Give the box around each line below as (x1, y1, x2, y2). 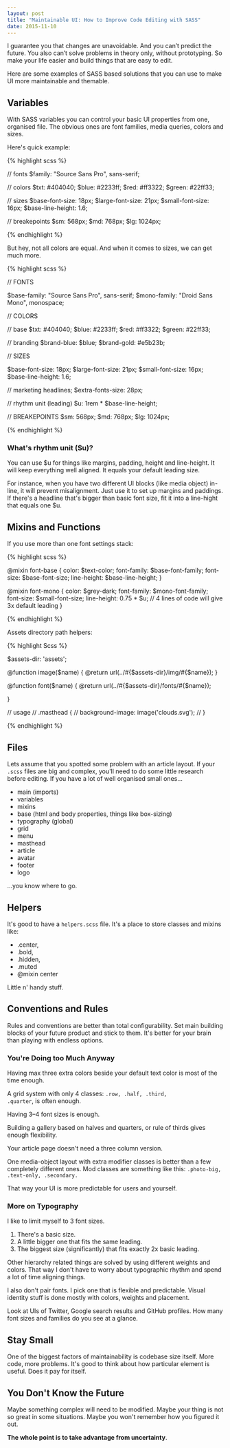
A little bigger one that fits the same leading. (16, 1237, 143, 1246)
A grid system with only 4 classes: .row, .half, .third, (7, 1089, 168, 1098)
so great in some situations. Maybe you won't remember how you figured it (7, 1412, 220, 1420)
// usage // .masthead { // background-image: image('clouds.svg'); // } (7, 709, 206, 717)
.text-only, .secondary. (7, 1172, 78, 1179)
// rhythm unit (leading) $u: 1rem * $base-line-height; (7, 399, 158, 408)
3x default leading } (7, 602, 63, 610)
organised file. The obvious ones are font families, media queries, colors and (7, 123, 224, 131)
